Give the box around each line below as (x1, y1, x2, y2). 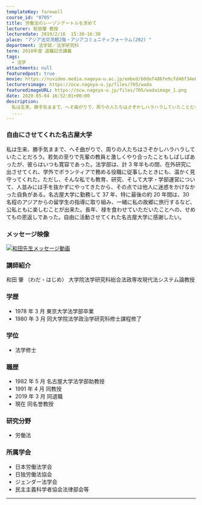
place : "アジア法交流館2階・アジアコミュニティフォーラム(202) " (6, 37, 152, 43)
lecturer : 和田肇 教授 (6, 25, 59, 32)
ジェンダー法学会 (14, 478, 58, 485)
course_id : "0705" (6, 14, 52, 20)
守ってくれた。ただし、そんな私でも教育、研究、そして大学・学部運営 (6, 175, 180, 183)
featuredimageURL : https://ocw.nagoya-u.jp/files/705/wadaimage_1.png (6, 87, 187, 93)
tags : (6, 54, 20, 60)
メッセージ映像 (6, 230, 50, 238)
